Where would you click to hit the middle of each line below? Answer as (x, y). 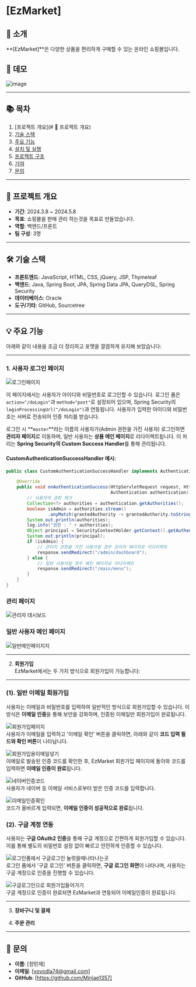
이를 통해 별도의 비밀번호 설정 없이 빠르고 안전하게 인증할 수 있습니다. (85, 846)
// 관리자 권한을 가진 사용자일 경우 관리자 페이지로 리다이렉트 (102, 547)
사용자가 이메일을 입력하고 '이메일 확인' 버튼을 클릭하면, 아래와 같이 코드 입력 (93, 734)
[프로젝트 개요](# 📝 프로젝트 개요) (53, 127)
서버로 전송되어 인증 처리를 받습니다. (58, 416)
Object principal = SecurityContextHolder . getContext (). (97, 531)
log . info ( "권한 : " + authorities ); (70, 525)
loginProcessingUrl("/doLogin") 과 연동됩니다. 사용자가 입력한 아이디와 (89, 409)
